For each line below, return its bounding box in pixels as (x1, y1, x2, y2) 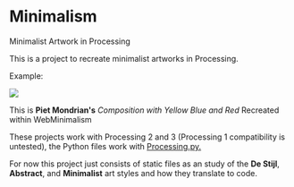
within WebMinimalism (9, 114, 92, 124)
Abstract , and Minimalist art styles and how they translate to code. (9, 167, 257, 178)
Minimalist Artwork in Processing (9, 36, 131, 47)
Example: (9, 70, 44, 81)
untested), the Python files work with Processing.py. (9, 140, 202, 151)
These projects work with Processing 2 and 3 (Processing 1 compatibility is (9, 132, 286, 142)
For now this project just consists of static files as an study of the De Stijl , (9, 158, 280, 169)
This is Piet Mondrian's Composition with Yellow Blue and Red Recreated (9, 105, 280, 115)
